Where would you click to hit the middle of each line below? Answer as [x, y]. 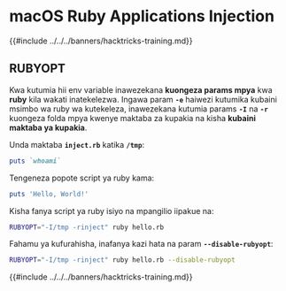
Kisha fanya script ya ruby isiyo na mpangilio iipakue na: [112, 211]
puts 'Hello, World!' [49, 194]
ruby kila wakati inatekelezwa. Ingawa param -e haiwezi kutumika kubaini [143, 99]
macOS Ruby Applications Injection [142, 16]
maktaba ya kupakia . [48, 127]
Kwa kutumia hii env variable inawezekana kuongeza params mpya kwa [141, 89]
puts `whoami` [35, 161]
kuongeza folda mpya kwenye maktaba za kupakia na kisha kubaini [133, 118]
